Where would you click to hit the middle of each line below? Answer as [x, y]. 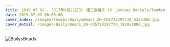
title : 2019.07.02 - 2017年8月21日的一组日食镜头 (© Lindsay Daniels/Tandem [85, 10]
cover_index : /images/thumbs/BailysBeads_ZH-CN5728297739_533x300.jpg [82, 19]
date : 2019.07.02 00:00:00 [34, 15]
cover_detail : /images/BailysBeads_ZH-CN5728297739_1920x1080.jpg [78, 24]
